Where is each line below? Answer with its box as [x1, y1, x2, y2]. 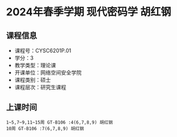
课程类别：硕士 [14, 77, 51, 83]
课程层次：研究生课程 [14, 84, 66, 91]
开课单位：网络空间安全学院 [14, 69, 82, 76]
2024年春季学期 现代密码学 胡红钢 [6, 5, 171, 19]
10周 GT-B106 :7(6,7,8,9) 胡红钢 [6, 125, 84, 132]
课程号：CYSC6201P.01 [14, 47, 72, 54]
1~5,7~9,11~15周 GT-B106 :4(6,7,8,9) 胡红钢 [6, 119, 113, 125]
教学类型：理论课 [14, 62, 56, 68]
